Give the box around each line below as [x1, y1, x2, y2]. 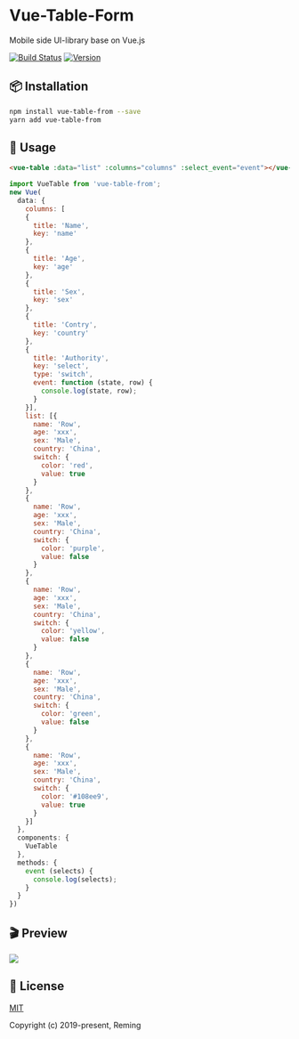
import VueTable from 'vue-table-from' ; [9, 180, 162, 189]
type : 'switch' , [32, 370, 93, 379]
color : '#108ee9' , [41, 791, 109, 801]
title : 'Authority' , [32, 353, 109, 362]
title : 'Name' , [32, 221, 90, 230]
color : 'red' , [41, 460, 93, 470]
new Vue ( [9, 188, 42, 197]
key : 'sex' [32, 296, 74, 304]
